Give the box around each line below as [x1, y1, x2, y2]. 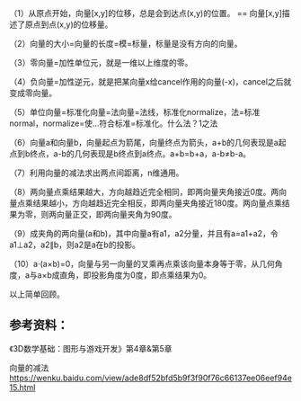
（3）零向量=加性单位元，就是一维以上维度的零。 [9, 58, 193, 67]
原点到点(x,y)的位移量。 [24, 19, 113, 30]
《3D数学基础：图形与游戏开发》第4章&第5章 [9, 343, 173, 353]
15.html [9, 381, 36, 393]
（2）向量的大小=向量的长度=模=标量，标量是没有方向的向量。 [9, 39, 243, 49]
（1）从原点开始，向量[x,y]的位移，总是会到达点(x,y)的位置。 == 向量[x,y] [9, 8, 283, 18]
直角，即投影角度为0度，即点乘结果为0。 [59, 270, 212, 281]
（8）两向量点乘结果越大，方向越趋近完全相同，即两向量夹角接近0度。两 [9, 187, 279, 197]
